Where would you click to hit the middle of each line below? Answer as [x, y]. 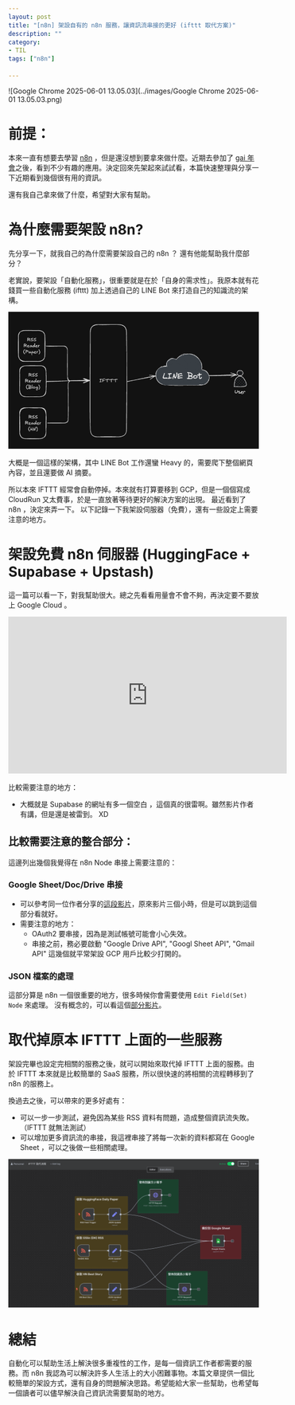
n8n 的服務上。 [33, 1084]
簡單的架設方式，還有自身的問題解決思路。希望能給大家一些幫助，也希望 [133, 1383]
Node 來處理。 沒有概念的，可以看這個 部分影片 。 [87, 1005]
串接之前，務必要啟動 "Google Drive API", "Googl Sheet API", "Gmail [143, 944]
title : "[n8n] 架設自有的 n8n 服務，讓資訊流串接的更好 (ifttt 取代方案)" [122, 25]
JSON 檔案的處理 [41, 976]
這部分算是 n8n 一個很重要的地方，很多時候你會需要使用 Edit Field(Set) [128, 995]
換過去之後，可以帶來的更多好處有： [68, 1101]
